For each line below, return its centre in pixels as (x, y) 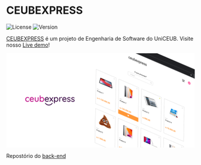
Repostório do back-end (36, 155)
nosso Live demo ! (28, 45)
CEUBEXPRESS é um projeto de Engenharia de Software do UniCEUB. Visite (100, 38)
